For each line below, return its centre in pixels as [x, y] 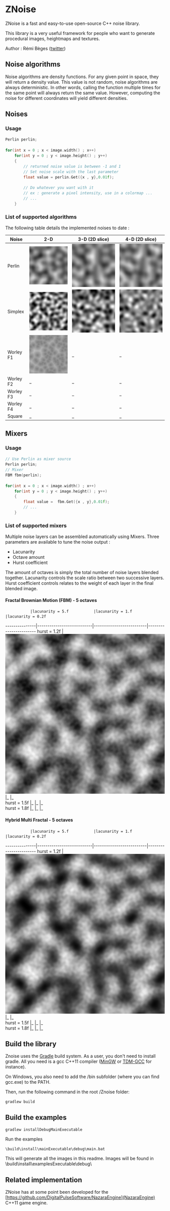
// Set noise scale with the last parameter [71, 172]
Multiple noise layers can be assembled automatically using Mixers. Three [82, 537]
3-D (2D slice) [94, 239]
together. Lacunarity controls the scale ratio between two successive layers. [85, 578]
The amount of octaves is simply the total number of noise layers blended [82, 573]
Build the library [31, 1044]
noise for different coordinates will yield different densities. [67, 98]
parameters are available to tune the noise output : [58, 542]
